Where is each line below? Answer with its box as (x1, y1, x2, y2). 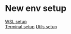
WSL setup (5, 19, 27, 24)
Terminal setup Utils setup (5, 23, 57, 29)
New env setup (5, 3, 67, 14)
